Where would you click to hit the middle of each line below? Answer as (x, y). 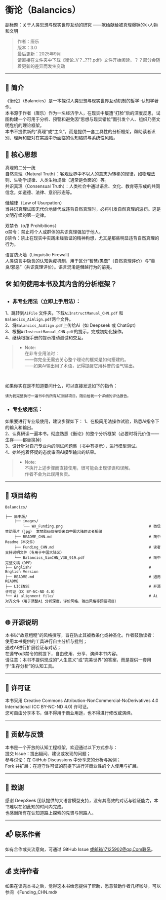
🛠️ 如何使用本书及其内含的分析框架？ (61, 284)
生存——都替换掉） (25, 439)
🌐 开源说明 (21, 622)
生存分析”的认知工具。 (34, 666)
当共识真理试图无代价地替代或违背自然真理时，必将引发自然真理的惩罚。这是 (83, 209)
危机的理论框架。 (27, 125)
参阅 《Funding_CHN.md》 (31, 892)
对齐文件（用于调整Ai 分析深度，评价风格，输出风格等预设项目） (62, 601)
